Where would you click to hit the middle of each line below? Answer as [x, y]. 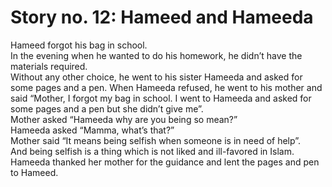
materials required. [49, 66]
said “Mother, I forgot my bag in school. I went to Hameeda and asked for [161, 98]
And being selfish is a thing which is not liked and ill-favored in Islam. [152, 151]
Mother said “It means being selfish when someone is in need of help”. [156, 140]
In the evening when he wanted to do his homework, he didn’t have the [156, 55]
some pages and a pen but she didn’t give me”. [107, 108]
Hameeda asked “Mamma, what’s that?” [92, 130]
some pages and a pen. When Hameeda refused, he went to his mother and [166, 87]
